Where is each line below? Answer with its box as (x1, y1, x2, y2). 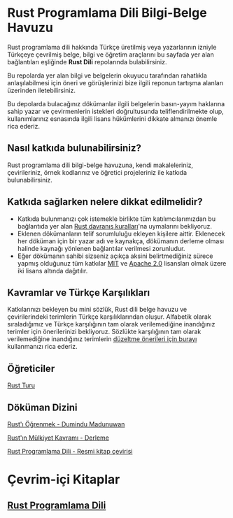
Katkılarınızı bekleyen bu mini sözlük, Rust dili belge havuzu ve (7, 305, 188, 314)
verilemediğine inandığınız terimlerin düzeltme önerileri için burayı (7, 335, 197, 343)
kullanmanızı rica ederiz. (7, 343, 78, 351)
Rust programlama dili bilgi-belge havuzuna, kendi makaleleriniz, (7, 161, 194, 169)
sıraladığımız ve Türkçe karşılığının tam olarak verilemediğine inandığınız (7, 320, 216, 329)
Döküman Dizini (7, 401, 78, 413)
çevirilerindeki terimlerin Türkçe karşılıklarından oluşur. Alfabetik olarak (7, 312, 211, 321)
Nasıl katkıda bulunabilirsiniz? (7, 142, 141, 154)
